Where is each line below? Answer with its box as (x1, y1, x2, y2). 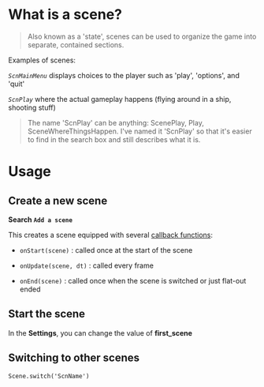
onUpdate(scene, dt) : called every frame (19, 261, 154, 270)
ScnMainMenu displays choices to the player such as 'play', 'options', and (8, 70, 240, 80)
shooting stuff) (8, 103, 57, 112)
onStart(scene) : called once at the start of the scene (19, 245, 193, 254)
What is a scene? (8, 6, 123, 24)
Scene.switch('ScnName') (8, 372, 90, 380)
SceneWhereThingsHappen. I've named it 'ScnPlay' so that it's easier (27, 126, 252, 136)
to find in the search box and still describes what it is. (27, 134, 201, 144)
